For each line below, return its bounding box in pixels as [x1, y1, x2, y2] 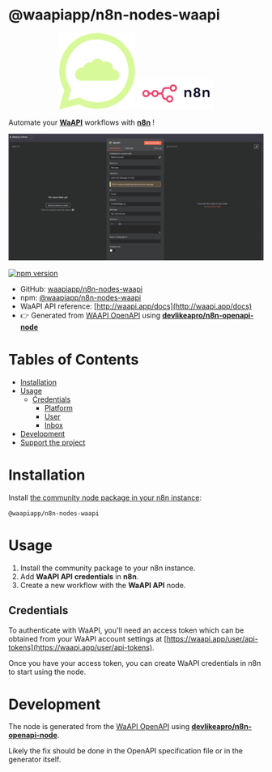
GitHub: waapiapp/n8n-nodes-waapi [19, 284, 143, 293]
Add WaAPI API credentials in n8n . [19, 571, 139, 581]
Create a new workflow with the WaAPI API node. [19, 580, 186, 590]
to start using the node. [8, 667, 87, 676]
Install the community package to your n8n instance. [19, 563, 196, 573]
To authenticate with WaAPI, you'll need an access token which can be [8, 625, 244, 635]
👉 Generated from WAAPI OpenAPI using [19, 310, 161, 320]
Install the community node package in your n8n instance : [8, 493, 202, 502]
